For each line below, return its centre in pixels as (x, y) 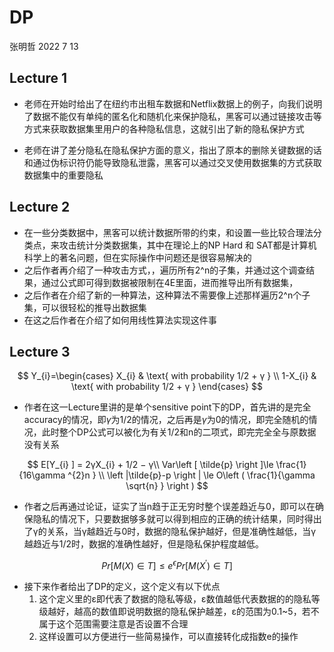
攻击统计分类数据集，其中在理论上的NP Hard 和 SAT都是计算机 (187, 245)
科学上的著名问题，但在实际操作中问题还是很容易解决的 (137, 257)
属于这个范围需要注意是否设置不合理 (113, 624)
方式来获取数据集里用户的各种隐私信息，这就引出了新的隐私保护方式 (164, 128)
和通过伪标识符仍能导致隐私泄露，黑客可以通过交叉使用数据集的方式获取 (172, 162)
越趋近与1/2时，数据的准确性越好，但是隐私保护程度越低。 (144, 544)
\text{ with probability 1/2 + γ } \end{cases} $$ (167, 387)
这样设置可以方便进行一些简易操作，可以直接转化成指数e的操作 (168, 637)
